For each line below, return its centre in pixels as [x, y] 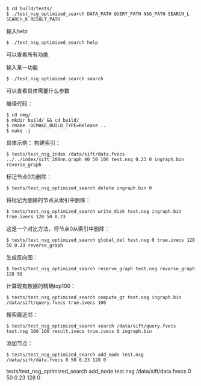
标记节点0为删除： [29, 177]
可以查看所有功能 [27, 55]
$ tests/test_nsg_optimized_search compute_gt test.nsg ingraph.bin [94, 297]
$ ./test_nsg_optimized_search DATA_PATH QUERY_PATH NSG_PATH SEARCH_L [98, 14]
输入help [17, 31]
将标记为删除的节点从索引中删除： [48, 200]
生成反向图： [22, 257]
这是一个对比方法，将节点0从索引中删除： [58, 229]
